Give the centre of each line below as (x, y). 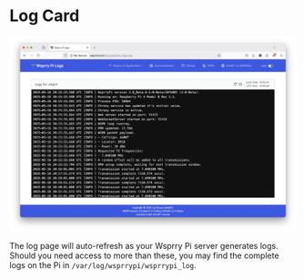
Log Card (45, 16)
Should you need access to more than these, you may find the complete (144, 255)
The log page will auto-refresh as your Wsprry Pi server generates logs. (144, 246)
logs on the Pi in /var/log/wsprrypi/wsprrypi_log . (103, 265)
